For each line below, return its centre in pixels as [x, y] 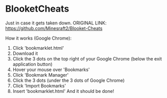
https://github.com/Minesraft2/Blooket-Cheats [54, 28]
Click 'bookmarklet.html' [38, 48]
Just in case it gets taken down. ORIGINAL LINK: [56, 23]
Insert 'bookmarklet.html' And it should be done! [63, 91]
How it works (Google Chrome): [38, 38]
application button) [32, 64]
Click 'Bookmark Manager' [40, 75]
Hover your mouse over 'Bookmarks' [51, 70]
